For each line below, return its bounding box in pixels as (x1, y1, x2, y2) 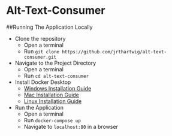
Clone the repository (14, 35, 66, 42)
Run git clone (23, 47, 60, 55)
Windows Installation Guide (23, 84, 92, 92)
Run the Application (14, 104, 64, 111)
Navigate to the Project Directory (14, 59, 96, 67)
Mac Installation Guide (23, 91, 80, 98)
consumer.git (23, 54, 57, 60)
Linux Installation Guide (23, 97, 82, 105)
